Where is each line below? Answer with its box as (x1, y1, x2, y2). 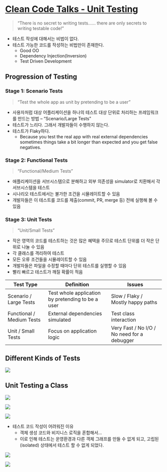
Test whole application (48, 290, 101, 297)
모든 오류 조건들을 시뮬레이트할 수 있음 (12, 256, 87, 263)
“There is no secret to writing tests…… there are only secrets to (17, 20, 147, 26)
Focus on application (48, 328, 97, 335)
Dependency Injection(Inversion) (19, 52, 87, 58)
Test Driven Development (19, 58, 72, 64)
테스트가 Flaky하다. (12, 128, 51, 134)
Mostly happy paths (111, 299, 158, 306)
